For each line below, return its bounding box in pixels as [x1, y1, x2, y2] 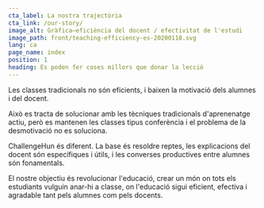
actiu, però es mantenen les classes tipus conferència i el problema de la [8, 117, 247, 127]
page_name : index [8, 48, 66, 56]
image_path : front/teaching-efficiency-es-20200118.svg [8, 33, 197, 42]
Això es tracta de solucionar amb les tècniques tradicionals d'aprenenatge [8, 109, 251, 118]
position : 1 [8, 56, 48, 64]
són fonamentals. [8, 158, 65, 168]
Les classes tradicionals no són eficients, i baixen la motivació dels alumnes [8, 85, 256, 94]
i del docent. [8, 93, 49, 103]
